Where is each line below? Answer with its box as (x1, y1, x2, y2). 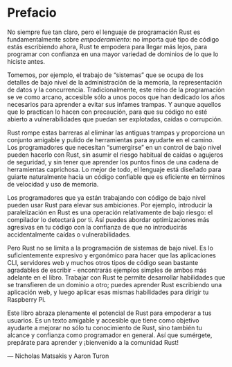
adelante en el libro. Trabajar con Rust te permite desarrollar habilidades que (7, 273, 226, 282)
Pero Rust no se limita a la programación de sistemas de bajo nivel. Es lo (7, 244, 213, 252)
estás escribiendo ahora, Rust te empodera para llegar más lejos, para (7, 42, 208, 51)
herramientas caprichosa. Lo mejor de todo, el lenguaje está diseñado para (7, 165, 222, 173)
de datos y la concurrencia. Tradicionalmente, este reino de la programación (7, 85, 225, 94)
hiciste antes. (7, 57, 46, 65)
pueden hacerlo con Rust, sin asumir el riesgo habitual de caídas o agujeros (7, 151, 224, 159)
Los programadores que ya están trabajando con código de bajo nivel (7, 193, 206, 202)
